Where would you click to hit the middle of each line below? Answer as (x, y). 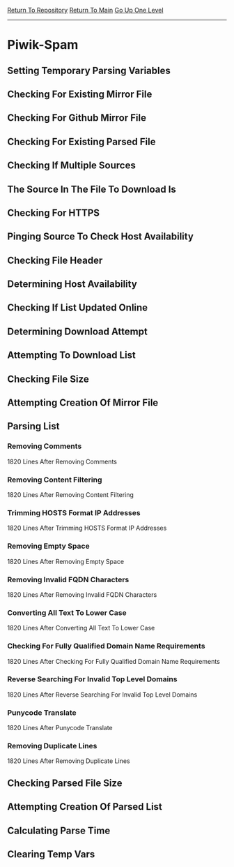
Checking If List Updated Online (78, 307)
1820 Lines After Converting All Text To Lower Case (81, 628)
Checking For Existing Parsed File (81, 141)
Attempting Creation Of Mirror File (83, 403)
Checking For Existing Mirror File (80, 94)
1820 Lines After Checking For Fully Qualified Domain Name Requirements (114, 661)
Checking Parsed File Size (65, 783)
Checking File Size (48, 379)
